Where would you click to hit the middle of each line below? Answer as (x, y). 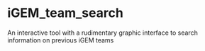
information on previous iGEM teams (61, 40)
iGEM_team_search (66, 13)
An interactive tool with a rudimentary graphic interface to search (103, 33)
